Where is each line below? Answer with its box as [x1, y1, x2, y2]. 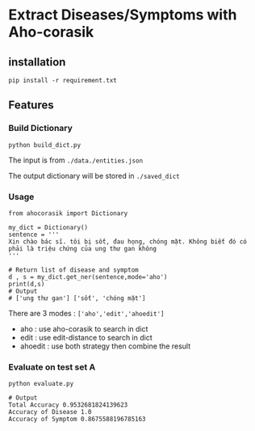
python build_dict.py [8, 141, 82, 149]
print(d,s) [8, 280, 45, 288]
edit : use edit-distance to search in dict [19, 332, 153, 342]
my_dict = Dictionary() [8, 223, 89, 231]
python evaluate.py [8, 380, 74, 388]
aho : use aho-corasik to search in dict [19, 323, 148, 333]
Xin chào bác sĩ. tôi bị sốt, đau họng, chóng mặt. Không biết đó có [8, 237, 248, 246]
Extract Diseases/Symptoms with [8, 6, 237, 24]
